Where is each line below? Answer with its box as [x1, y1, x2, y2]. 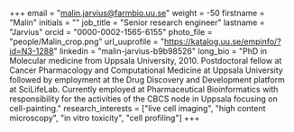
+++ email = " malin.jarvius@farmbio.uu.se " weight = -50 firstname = [9, 8, 265, 18]
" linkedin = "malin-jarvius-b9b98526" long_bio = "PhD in [53, 46, 268, 57]
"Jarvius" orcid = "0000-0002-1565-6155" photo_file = [9, 27, 213, 37]
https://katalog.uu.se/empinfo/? [163, 36, 281, 47]
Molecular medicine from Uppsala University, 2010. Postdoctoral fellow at [9, 56, 282, 66]
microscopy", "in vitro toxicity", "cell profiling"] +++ [9, 112, 200, 123]
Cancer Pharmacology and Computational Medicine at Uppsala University [9, 65, 284, 75]
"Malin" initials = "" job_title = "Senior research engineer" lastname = [9, 17, 265, 28]
